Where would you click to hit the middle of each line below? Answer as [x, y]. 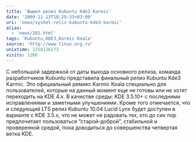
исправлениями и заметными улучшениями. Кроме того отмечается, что [98, 102]
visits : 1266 [22, 55]
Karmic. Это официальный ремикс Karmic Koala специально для [86, 84]
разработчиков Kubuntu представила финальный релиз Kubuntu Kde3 [93, 78]
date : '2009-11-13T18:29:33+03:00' [50, 17]
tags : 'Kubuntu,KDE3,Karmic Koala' [50, 39]
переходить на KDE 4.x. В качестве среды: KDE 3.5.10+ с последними [93, 96]
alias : [14, 28]
